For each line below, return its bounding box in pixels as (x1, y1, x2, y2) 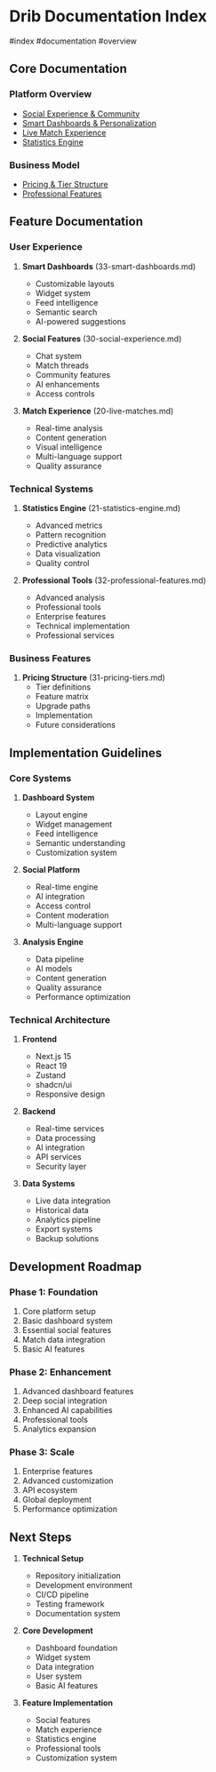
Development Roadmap (9, 1259, 142, 1274)
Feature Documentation (9, 214, 144, 229)
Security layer (35, 1161, 87, 1172)
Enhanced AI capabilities (21, 1405, 113, 1416)
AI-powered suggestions (35, 315, 126, 326)
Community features (35, 369, 111, 379)
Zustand (35, 1070, 67, 1081)
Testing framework (35, 1599, 105, 1609)
